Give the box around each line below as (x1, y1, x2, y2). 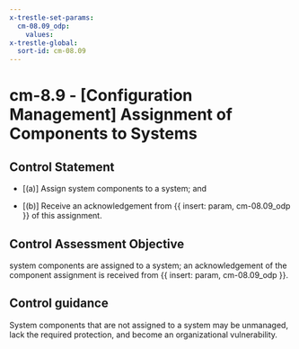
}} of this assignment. (22, 210, 102, 221)
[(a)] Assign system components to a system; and (22, 183, 207, 194)
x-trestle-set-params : (9, 13, 94, 22)
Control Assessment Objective (9, 236, 185, 252)
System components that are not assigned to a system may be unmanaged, (9, 319, 289, 330)
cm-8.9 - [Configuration (9, 85, 193, 106)
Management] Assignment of (9, 104, 233, 125)
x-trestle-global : (9, 38, 78, 48)
